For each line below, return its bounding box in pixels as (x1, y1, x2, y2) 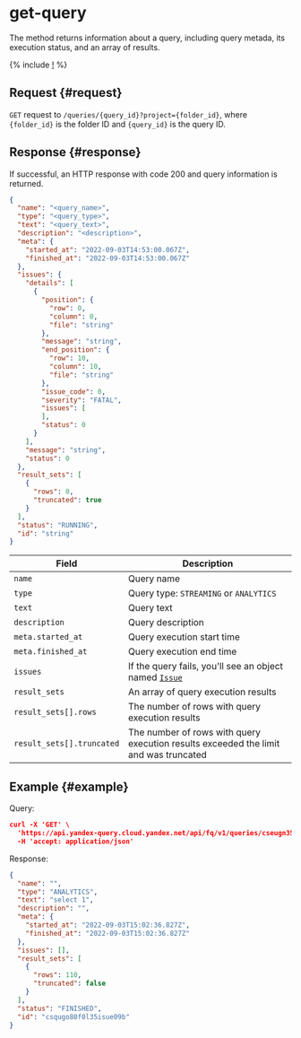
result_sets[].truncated (13, 738, 120, 749)
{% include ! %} (9, 59, 68, 70)
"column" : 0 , (48, 312, 99, 321)
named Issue (128, 671, 184, 684)
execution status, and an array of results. (9, 41, 160, 52)
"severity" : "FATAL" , (41, 396, 123, 405)
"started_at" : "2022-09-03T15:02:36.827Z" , (25, 920, 191, 929)
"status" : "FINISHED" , (17, 1004, 102, 1013)
